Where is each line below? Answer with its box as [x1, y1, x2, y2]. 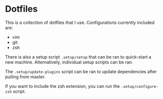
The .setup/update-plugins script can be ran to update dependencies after [5, 68, 157, 74]
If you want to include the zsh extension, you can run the [5, 83, 120, 89]
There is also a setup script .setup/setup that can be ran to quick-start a [5, 54, 151, 59]
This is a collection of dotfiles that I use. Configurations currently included [5, 20, 155, 25]
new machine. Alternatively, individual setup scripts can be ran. [5, 59, 134, 65]
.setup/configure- [121, 84, 159, 89]
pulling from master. [5, 74, 46, 79]
